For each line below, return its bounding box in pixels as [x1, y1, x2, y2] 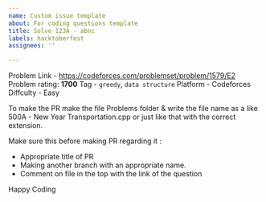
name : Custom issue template [8, 11, 106, 20]
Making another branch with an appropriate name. [19, 160, 186, 170]
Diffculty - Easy [8, 88, 60, 97]
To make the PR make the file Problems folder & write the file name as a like [8, 104, 259, 113]
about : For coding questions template [8, 19, 138, 27]
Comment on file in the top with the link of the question [19, 169, 203, 179]
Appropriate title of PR [19, 152, 94, 162]
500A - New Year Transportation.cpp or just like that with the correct [8, 112, 236, 122]
